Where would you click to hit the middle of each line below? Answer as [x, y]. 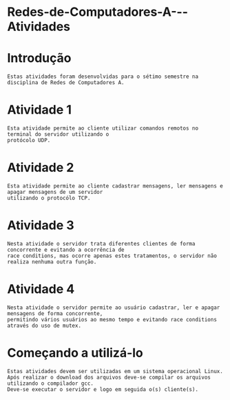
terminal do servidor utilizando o [58, 134]
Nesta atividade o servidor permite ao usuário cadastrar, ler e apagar [114, 308]
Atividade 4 [41, 289]
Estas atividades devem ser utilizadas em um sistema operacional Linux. [115, 371]
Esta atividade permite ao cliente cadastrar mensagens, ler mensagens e [115, 186]
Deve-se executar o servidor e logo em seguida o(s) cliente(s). [103, 389]
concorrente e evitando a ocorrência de [66, 250]
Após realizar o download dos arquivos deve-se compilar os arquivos [109, 377]
